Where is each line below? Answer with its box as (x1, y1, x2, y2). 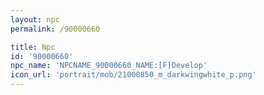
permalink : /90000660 (10, 24, 101, 34)
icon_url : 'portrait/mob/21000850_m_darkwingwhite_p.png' (10, 70, 257, 80)
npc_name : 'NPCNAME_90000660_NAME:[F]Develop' (10, 61, 208, 71)
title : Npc (10, 42, 56, 52)
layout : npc (10, 14, 60, 25)
